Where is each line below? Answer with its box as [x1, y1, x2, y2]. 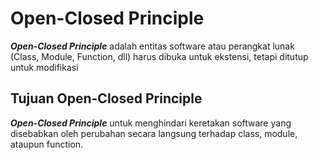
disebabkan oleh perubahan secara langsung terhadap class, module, [10, 127, 298, 139]
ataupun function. [10, 138, 84, 150]
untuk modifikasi [10, 61, 79, 73]
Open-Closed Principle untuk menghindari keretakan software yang [10, 117, 292, 129]
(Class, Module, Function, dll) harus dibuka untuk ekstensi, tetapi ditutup [10, 50, 309, 62]
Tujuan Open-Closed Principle [10, 90, 203, 107]
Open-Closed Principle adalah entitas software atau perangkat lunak [10, 40, 295, 52]
